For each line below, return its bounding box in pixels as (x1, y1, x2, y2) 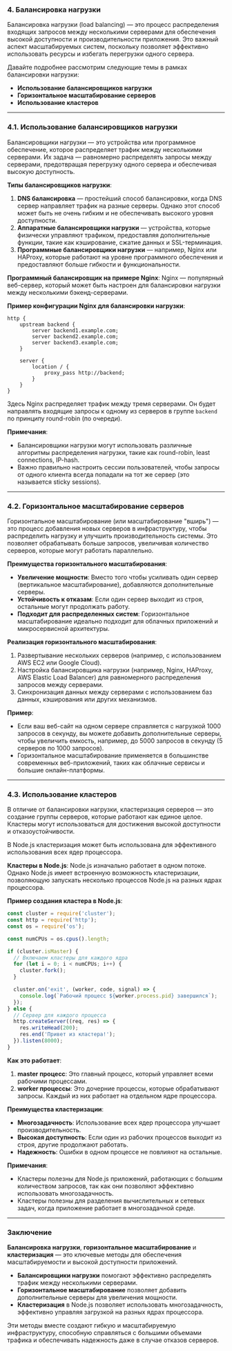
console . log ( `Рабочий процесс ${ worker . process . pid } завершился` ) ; (19, 992, 217, 999)
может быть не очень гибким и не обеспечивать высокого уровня (17, 208, 214, 217)
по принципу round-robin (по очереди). (7, 414, 122, 422)
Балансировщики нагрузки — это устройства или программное (7, 138, 196, 146)
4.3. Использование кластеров (7, 789, 117, 799)
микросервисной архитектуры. (17, 624, 110, 632)
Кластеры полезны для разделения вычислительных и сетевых (17, 1196, 205, 1205)
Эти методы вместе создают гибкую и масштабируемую (7, 1321, 176, 1330)
